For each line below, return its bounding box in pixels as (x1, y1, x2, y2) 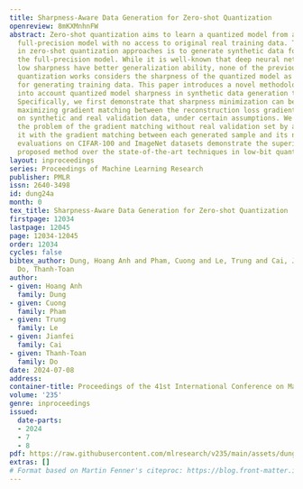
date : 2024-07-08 (9, 365, 75, 374)
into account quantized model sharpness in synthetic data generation (17, 88, 289, 97)
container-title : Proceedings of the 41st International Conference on (9, 383, 284, 392)
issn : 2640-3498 (9, 181, 70, 190)
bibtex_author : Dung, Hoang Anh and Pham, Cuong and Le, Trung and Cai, (9, 256, 289, 266)
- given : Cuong (9, 299, 67, 308)
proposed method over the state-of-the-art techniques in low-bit (17, 147, 272, 156)
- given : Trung (9, 315, 67, 325)
